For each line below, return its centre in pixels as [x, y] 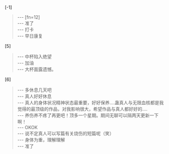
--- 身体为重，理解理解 [41, 140]
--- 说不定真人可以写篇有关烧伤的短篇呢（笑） [66, 133]
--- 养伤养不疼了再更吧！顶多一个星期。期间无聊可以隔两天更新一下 [88, 115]
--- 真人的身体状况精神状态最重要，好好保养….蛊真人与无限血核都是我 [90, 103]
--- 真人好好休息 [34, 96]
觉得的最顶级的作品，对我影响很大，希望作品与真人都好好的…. [82, 109]
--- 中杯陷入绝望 [34, 56]
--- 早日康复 [30, 36]
